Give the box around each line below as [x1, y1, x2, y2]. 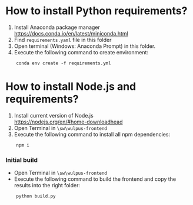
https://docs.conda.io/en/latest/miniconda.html [14, 30, 128, 37]
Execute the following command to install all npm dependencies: [14, 131, 171, 138]
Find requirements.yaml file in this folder [14, 36, 112, 43]
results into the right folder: [14, 182, 81, 189]
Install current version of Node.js [14, 112, 94, 119]
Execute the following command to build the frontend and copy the [14, 175, 177, 183]
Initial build [5, 155, 38, 164]
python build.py [16, 193, 56, 199]
